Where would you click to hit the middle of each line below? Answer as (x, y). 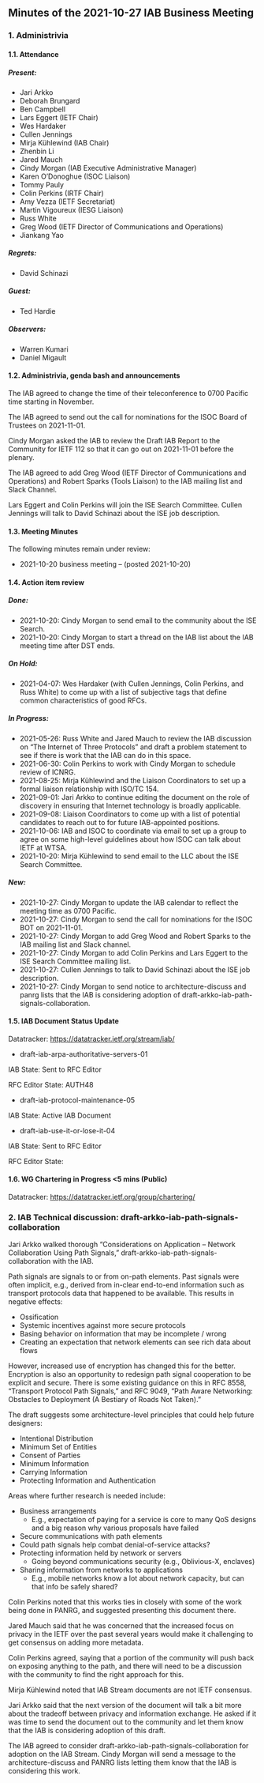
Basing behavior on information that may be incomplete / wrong (123, 1334)
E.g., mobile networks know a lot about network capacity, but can (138, 1578)
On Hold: (23, 664)
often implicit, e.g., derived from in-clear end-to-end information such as (126, 1285)
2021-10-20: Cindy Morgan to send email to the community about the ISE (138, 620)
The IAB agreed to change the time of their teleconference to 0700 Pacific (128, 393)
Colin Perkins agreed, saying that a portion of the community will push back (131, 1658)
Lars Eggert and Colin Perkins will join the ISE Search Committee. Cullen (125, 504)
